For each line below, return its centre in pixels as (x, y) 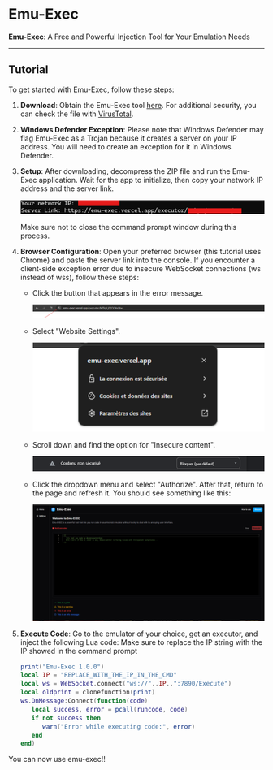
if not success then (66, 718)
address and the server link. (67, 188)
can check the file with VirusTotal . (77, 114)
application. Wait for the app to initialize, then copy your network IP (151, 180)
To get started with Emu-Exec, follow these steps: (91, 89)
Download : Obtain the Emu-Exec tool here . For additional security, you (139, 105)
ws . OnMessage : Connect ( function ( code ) (84, 701)
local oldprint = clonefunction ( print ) (88, 692)
